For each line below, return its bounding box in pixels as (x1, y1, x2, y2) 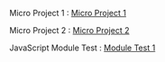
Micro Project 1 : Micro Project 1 (9, 8, 126, 18)
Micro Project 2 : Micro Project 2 (9, 25, 130, 35)
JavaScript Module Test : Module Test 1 (9, 42, 156, 53)
